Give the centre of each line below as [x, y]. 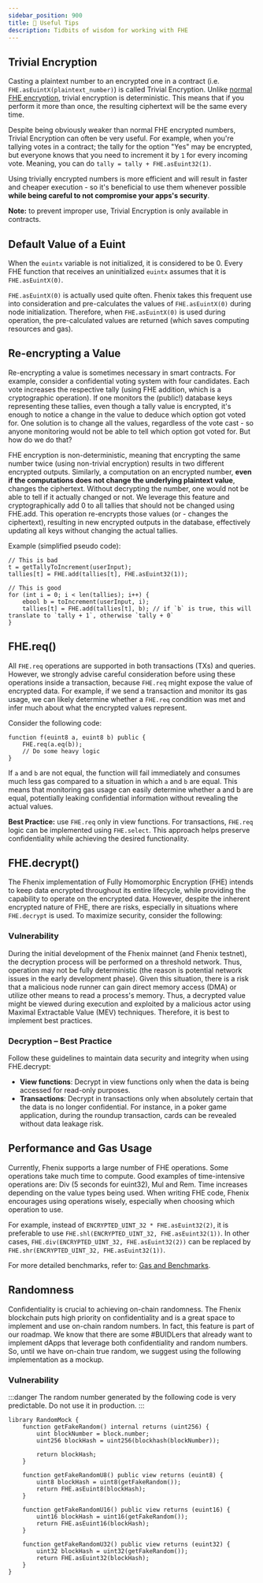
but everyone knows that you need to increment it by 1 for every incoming [128, 156]
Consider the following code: [55, 722]
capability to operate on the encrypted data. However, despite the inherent [129, 899]
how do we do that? [40, 440]
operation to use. [36, 1210]
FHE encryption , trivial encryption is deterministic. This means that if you [126, 98]
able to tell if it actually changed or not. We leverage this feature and [119, 497]
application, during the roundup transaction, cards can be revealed [128, 1116]
